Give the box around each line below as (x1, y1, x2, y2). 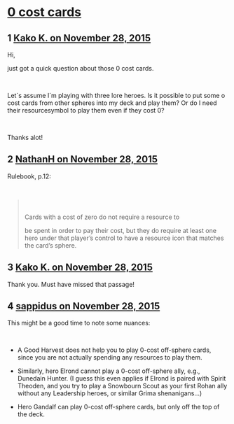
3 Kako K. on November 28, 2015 (7, 262, 153, 274)
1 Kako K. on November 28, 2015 (7, 32, 151, 44)
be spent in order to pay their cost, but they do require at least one (24, 226, 217, 234)
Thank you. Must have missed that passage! (7, 280, 135, 288)
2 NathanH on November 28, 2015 (7, 153, 158, 165)
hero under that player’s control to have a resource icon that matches (24, 234, 224, 242)
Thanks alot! (7, 134, 43, 141)
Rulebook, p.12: (7, 172, 51, 181)
